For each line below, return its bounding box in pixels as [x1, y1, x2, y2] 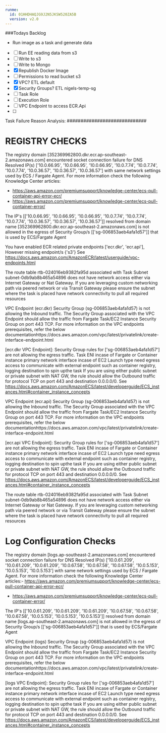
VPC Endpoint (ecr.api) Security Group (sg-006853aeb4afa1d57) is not [5, 398, 150, 405]
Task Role [18, 91, 39, 97]
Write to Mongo [18, 62, 51, 68]
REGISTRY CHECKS [5, 135, 87, 147]
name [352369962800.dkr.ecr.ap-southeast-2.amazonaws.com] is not [5, 224, 150, 230]
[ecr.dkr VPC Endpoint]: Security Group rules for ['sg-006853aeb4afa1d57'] [5, 347, 160, 353]
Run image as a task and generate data [12, 40, 93, 46]
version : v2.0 [9, 16, 39, 21]
